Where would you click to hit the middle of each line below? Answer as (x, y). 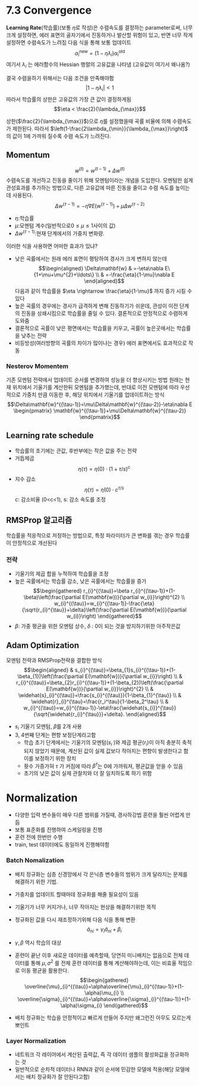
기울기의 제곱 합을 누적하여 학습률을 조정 (61, 574)
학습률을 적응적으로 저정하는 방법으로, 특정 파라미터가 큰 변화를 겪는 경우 (90, 535)
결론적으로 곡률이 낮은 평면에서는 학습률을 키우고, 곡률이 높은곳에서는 (95, 328)
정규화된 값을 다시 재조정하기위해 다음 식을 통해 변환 (75, 920)
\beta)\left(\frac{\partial (52, 597)
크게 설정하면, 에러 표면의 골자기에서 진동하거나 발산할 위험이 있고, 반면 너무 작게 (99, 35)
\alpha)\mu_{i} (102, 993)
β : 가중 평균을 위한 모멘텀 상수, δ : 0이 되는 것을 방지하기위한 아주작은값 (98, 626)
